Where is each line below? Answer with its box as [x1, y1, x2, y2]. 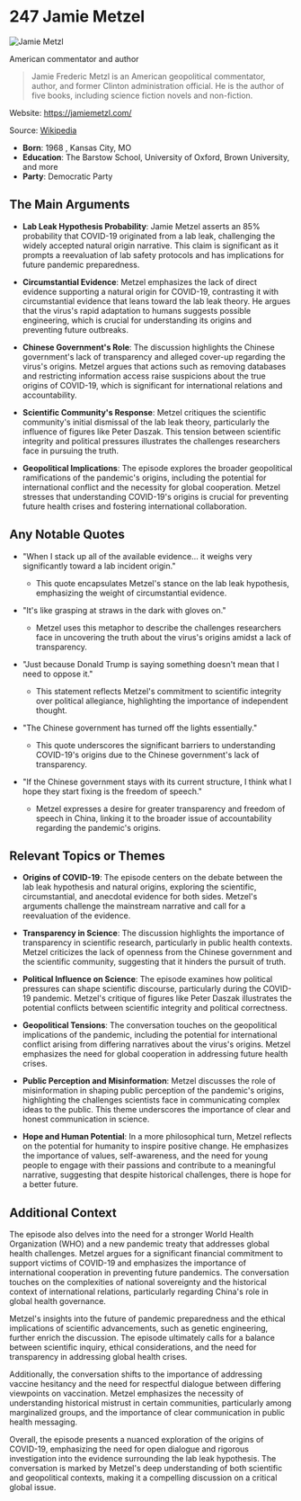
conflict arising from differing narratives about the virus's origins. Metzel [22, 1039, 291, 1050]
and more [22, 161, 58, 172]
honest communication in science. [22, 1113, 150, 1125]
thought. [35, 704, 67, 716]
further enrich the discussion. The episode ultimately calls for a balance [9, 1333, 276, 1344]
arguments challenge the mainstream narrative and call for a [22, 901, 246, 912]
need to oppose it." [22, 668, 93, 679]
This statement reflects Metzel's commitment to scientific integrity [35, 685, 281, 696]
